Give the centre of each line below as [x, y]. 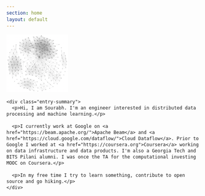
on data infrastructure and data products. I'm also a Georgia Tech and [101, 151]
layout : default [27, 19]
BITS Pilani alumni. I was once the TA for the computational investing [101, 157]
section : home [25, 13]
